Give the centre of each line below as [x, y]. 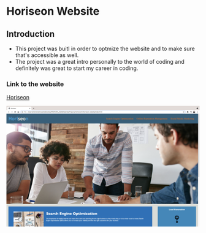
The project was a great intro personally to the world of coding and [100, 62]
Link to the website [35, 84]
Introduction [31, 34]
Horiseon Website [53, 11]
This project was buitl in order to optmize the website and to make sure [105, 48]
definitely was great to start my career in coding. [77, 68]
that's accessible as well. [47, 55]
